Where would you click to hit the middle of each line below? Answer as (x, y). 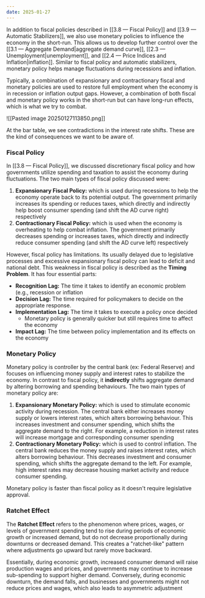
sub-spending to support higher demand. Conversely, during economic (96, 575)
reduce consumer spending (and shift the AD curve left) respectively (102, 242)
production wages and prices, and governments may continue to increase (99, 568)
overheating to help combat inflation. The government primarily (95, 230)
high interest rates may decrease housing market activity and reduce (102, 470)
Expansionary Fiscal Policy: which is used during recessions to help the (107, 190)
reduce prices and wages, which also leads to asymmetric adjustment (95, 588)
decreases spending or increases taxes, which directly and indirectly (102, 236)
